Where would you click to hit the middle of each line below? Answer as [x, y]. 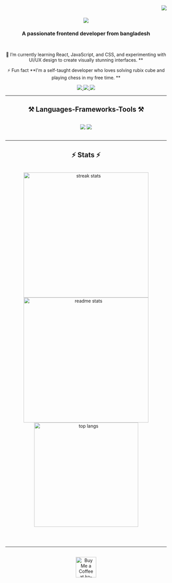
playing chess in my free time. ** [86, 78]
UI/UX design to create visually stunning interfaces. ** [86, 60]
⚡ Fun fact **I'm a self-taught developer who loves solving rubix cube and [86, 70]
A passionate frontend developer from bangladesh [86, 34]
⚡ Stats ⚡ [86, 155]
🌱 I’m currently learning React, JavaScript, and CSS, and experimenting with [86, 55]
